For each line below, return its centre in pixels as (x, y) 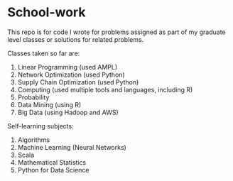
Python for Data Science (54, 170)
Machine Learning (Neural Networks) (72, 147)
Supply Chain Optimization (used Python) (78, 82)
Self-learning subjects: (40, 126)
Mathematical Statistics (52, 162)
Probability (33, 97)
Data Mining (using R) (49, 104)
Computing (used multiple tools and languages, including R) (105, 89)
